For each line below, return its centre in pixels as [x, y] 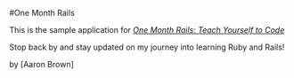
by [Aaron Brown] [41, 64]
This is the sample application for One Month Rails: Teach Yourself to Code [147, 30]
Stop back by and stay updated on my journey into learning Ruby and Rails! [147, 47]
